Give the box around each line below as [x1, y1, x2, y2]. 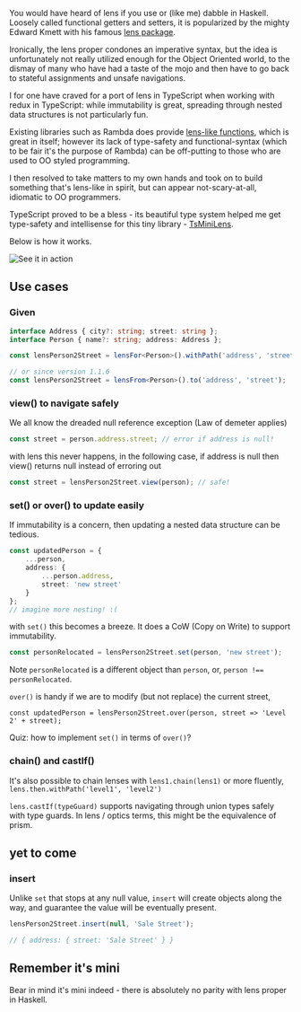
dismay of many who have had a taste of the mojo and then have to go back [9, 63, 289, 74]
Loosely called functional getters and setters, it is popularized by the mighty [9, 17, 290, 28]
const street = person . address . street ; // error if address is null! [9, 435, 275, 444]
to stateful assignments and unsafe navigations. [9, 73, 186, 84]
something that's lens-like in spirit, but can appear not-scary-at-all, [9, 182, 257, 192]
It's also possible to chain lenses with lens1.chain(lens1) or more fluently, [9, 775, 284, 786]
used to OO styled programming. [9, 155, 131, 165]
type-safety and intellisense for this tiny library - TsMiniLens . [9, 219, 234, 229]
